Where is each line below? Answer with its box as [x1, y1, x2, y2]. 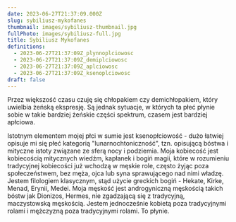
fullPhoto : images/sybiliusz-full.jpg [7, 30, 121, 37]
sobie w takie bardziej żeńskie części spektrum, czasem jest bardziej [7, 110, 208, 119]
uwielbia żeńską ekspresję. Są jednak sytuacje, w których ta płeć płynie [7, 103, 216, 112]
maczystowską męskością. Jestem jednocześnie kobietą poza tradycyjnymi [7, 199, 227, 208]
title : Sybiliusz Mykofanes [7, 37, 90, 44]
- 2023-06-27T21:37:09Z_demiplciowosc [13, 57, 128, 64]
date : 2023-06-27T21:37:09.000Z [7, 10, 102, 18]
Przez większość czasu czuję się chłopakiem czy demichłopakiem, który [7, 95, 218, 104]
